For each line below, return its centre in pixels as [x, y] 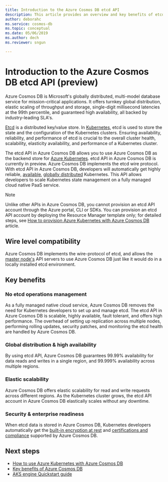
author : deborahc [23, 19]
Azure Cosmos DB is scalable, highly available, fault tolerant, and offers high [84, 316]
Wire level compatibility [43, 242]
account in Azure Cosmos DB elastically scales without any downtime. [77, 401]
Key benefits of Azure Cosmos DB [47, 468]
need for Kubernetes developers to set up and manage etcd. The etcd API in [84, 310]
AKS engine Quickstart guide [42, 474]
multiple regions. [22, 366]
